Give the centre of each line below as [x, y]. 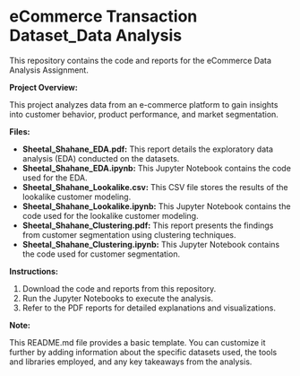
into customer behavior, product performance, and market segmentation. [144, 114]
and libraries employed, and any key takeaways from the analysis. [131, 362]
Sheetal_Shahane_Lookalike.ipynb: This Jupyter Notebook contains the [156, 206]
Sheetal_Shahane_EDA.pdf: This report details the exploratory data [148, 149]
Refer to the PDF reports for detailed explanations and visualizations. [149, 308]
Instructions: [34, 271]
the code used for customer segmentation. [101, 254]
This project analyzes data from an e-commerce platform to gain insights [144, 104]
